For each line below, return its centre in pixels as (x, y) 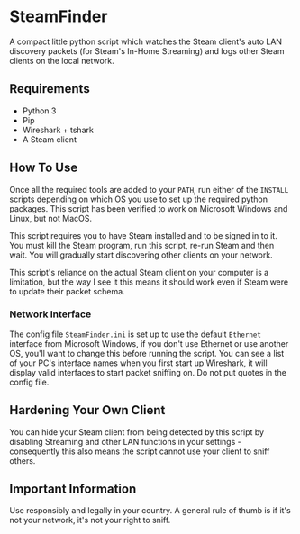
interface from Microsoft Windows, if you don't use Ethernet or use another (149, 343)
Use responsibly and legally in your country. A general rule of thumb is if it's (150, 511)
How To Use (44, 168)
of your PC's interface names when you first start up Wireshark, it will (138, 363)
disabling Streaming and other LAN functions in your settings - (125, 441)
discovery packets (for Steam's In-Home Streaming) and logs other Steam (147, 50)
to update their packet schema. (67, 291)
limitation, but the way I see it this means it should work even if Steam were (149, 282)
